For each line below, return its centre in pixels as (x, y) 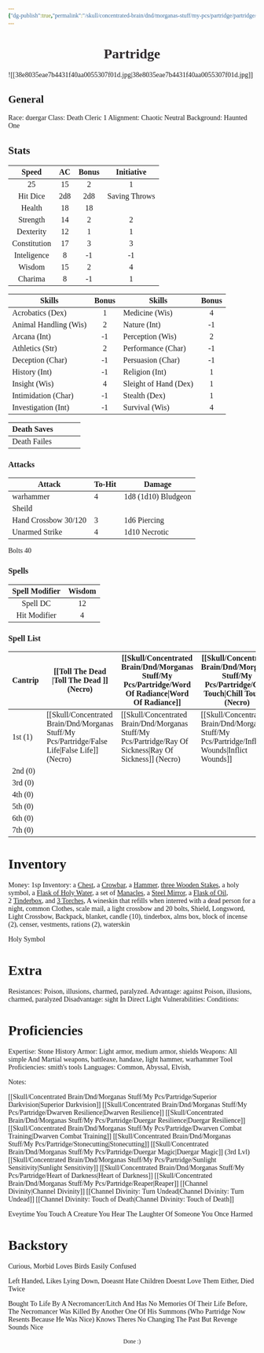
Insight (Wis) (33, 384)
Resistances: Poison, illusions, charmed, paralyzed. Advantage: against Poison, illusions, (130, 991)
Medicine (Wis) (148, 313)
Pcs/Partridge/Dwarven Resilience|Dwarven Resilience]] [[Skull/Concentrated (116, 1112)
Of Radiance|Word (157, 693)
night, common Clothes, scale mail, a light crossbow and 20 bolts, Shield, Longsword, (127, 909)
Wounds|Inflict (224, 750)
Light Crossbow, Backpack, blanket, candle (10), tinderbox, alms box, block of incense (128, 917)
